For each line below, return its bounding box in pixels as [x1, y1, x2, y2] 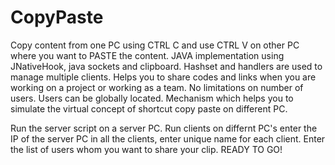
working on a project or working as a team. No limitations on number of [10, 81, 304, 93]
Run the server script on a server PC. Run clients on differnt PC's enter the [10, 122, 318, 134]
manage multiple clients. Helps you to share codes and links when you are [10, 71, 317, 83]
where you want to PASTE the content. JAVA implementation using [10, 49, 285, 61]
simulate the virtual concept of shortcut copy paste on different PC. [10, 102, 288, 115]
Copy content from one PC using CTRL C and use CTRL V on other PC [10, 39, 300, 51]
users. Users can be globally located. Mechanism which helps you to [10, 92, 294, 104]
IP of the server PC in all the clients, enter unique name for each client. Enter [10, 132, 326, 145]
